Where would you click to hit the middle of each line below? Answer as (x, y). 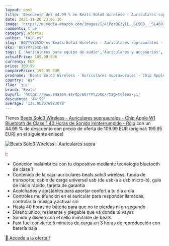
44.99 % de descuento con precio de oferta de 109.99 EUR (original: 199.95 (84, 129)
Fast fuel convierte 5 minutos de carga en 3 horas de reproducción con (86, 223)
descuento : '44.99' (26, 99)
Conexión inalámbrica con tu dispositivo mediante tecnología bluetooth (86, 164)
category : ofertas (24, 33)
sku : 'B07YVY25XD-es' (28, 47)
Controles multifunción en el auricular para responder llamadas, (78, 196)
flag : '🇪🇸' (18, 85)
